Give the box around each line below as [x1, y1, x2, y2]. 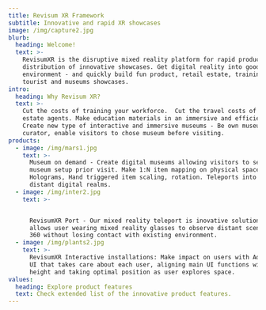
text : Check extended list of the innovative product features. [15, 290, 232, 298]
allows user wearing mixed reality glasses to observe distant [28, 224, 243, 232]
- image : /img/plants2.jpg [15, 239, 104, 247]
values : [8, 275, 34, 283]
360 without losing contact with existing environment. [28, 231, 218, 240]
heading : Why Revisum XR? [15, 93, 101, 100]
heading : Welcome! [15, 41, 77, 49]
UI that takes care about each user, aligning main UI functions [28, 260, 249, 269]
